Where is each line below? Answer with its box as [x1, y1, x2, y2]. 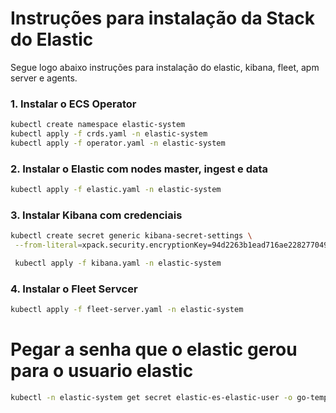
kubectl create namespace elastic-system [10, 120, 186, 130]
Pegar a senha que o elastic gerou [10, 338, 298, 361]
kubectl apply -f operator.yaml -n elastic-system [10, 138, 226, 148]
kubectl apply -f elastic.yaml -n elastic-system [10, 185, 222, 195]
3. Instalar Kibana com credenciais [10, 208, 183, 222]
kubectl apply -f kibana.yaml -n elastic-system [14, 258, 222, 269]
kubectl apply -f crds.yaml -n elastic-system [10, 129, 208, 139]
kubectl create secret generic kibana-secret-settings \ [10, 231, 253, 241]
